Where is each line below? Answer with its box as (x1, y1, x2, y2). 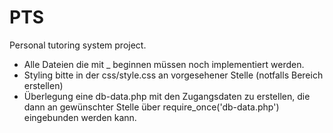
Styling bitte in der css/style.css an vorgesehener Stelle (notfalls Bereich (23, 69, 324, 81)
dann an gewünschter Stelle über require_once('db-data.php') (23, 101, 280, 113)
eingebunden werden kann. (23, 111, 137, 123)
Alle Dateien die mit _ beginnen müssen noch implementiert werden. (23, 58, 305, 70)
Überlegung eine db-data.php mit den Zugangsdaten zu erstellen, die (23, 90, 311, 102)
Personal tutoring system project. (9, 39, 147, 51)
